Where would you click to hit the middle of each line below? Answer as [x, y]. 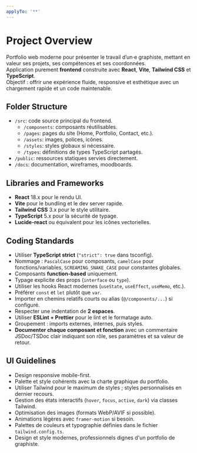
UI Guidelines [31, 361]
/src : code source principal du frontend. [64, 121]
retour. [23, 342]
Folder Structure [37, 106]
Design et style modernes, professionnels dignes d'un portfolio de [95, 437]
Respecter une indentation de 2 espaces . [65, 311]
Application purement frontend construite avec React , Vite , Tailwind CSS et [98, 69]
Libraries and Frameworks [55, 183]
